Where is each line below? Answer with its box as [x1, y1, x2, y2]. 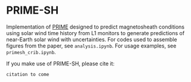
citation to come [6, 71, 50, 77]
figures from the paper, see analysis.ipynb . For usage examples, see [6, 42, 177, 49]
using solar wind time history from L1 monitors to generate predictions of [6, 29, 185, 36]
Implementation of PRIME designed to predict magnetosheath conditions [6, 23, 185, 30]
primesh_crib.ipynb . [6, 48, 56, 55]
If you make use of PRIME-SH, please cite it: [6, 60, 115, 67]
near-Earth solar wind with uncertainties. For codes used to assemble [6, 36, 177, 43]
